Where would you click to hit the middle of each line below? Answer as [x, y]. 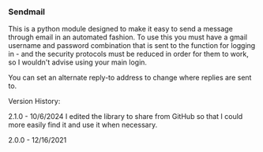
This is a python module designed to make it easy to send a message [120, 29]
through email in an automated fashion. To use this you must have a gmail [128, 37]
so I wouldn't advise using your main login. [78, 62]
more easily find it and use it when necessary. [83, 125]
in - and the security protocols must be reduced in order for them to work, [128, 54]
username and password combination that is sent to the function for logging [132, 46]
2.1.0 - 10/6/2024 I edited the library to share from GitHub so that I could [126, 117]
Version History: [34, 102]
